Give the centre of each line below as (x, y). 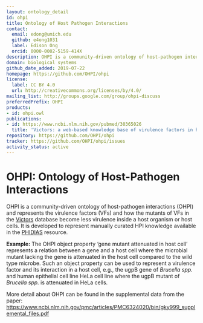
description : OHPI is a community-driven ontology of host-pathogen (94, 57)
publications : (24, 119)
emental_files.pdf (28, 313)
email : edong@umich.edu (41, 34)
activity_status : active (37, 147)
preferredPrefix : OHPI (35, 102)
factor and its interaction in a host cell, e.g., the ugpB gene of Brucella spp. (100, 269)
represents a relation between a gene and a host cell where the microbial (97, 250)
